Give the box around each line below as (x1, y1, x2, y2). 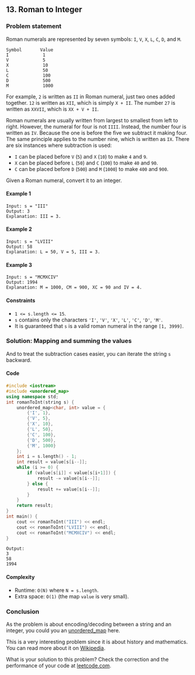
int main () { (6, 513, 38, 519)
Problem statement (6, 22, 62, 30)
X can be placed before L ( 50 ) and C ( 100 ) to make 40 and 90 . (14, 159, 158, 166)
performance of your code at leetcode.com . (6, 662, 112, 669)
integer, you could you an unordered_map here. (6, 626, 121, 634)
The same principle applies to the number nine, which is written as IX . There (6, 135, 190, 142)
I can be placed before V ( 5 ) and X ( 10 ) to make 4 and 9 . (14, 153, 148, 160)
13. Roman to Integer (6, 5, 82, 15)
